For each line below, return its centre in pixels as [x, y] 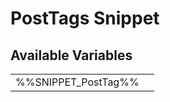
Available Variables [71, 55]
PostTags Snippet [85, 18]
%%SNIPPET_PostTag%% [77, 82]
